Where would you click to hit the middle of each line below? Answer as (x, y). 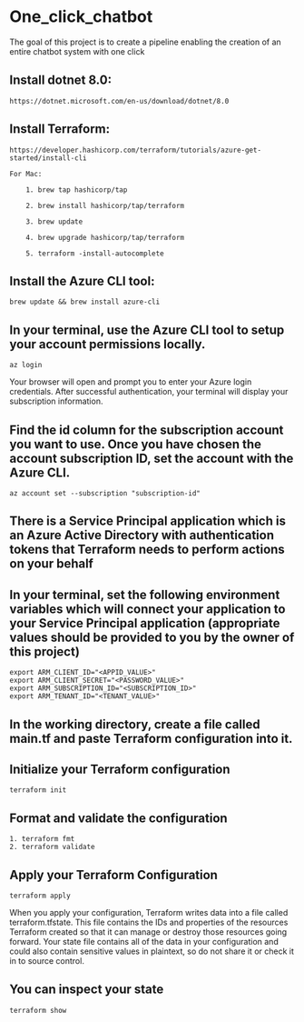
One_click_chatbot (81, 17)
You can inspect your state (87, 990)
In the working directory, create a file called (135, 724)
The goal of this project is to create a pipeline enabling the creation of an (145, 42)
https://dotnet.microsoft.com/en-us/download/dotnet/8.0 (119, 101)
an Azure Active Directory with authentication (142, 535)
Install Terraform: (60, 129)
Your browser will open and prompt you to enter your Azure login (131, 382)
